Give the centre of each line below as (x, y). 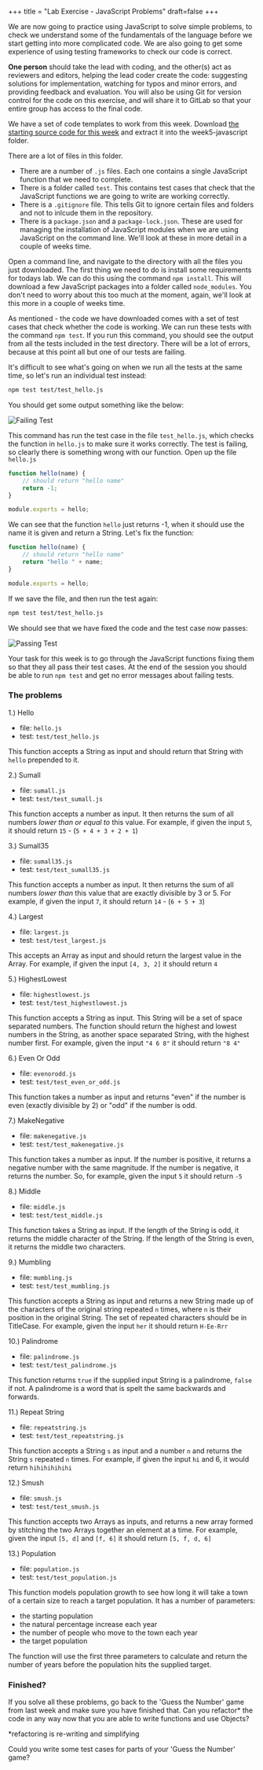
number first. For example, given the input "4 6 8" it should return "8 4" (124, 1043)
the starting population (56, 1616)
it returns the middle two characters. (67, 1246)
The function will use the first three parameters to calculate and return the (128, 1656)
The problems (35, 695)
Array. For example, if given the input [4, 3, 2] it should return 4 (113, 963)
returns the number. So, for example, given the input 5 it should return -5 (125, 1176)
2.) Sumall (24, 775)
